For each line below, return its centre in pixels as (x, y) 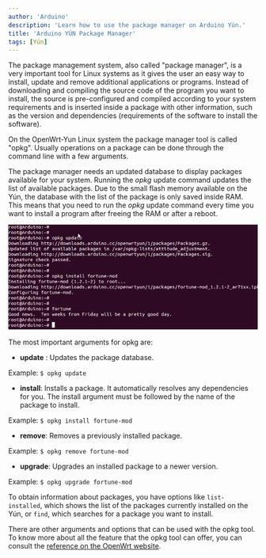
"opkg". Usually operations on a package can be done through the (116, 148)
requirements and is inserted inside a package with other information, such (131, 108)
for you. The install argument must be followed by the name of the (127, 397)
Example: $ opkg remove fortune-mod (68, 451)
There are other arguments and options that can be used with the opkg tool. (132, 530)
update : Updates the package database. (87, 358)
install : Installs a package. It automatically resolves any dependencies (134, 389)
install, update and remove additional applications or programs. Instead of (129, 82)
